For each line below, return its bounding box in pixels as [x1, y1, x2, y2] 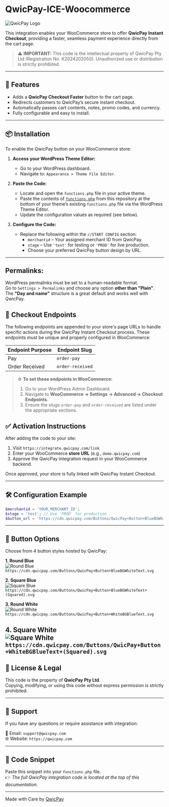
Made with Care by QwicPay [5, 796, 64, 802]
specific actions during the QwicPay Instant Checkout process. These [5, 329, 150, 335]
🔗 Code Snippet [5, 755, 55, 764]
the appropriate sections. [25, 407, 77, 414]
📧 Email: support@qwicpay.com [5, 730, 66, 736]
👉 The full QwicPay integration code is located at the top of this [5, 774, 139, 780]
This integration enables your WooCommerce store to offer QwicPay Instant [5, 30, 163, 36]
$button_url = [5, 516, 35, 521]
